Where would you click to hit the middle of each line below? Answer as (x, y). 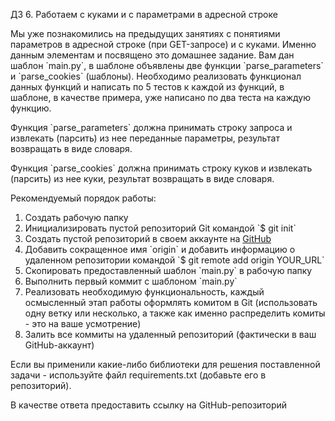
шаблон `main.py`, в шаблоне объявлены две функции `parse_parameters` (167, 65)
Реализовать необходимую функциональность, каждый (144, 292)
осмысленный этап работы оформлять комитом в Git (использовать (171, 302)
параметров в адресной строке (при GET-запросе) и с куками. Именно (163, 44)
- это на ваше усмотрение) (83, 323)
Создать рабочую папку (76, 217)
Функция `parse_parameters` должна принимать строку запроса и (151, 127)
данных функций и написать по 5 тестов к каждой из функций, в (147, 87)
